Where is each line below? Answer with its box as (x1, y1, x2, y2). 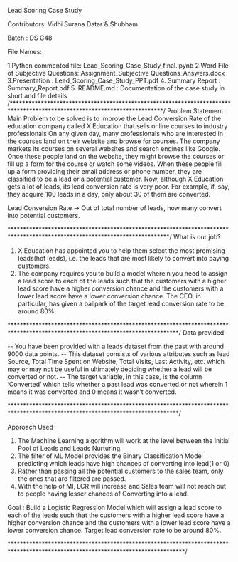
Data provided (182, 328, 225, 337)
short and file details (7, 92, 67, 100)
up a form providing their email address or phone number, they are (7, 167, 202, 175)
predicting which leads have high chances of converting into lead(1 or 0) (17, 459, 229, 467)
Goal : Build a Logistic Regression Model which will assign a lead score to (7, 504, 222, 511)
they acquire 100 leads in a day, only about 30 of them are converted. (7, 190, 211, 198)
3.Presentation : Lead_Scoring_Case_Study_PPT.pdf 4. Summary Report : (7, 76, 221, 85)
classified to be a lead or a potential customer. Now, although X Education (7, 175, 224, 183)
